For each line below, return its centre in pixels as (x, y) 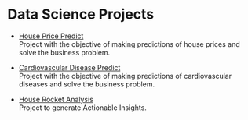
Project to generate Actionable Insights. (82, 108)
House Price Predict (51, 36)
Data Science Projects (81, 14)
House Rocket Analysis (56, 99)
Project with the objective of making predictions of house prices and (129, 44)
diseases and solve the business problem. (86, 84)
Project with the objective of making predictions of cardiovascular (125, 76)
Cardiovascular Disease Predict (69, 67)
